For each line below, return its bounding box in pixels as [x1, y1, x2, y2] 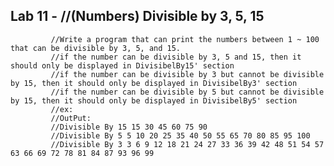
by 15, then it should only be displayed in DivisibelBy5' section [10, 95, 298, 106]
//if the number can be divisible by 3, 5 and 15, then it [50, 52, 302, 62]
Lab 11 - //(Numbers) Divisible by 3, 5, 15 [10, 8, 265, 25]
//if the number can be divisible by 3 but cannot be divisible [50, 69, 325, 79]
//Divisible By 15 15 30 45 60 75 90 [50, 122, 208, 132]
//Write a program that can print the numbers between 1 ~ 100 [50, 34, 320, 44]
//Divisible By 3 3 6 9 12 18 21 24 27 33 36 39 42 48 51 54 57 [50, 139, 325, 149]
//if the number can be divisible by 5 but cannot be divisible [50, 87, 325, 97]
